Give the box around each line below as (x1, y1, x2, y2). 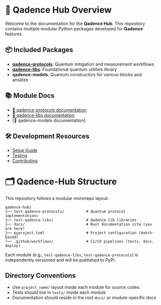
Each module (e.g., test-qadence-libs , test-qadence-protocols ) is (5, 252, 138, 258)
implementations (5, 214, 38, 218)
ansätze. (12, 77, 30, 83)
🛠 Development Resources (5, 132, 90, 140)
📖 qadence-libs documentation (12, 112, 75, 118)
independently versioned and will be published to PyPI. (5, 257, 116, 263)
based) (5, 235, 19, 240)
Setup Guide (12, 148, 38, 153)
